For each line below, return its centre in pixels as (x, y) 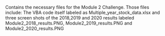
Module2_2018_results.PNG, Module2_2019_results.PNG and (69, 23)
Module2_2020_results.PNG (35, 28)
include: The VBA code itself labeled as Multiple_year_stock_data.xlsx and (83, 12)
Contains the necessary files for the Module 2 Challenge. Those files (77, 7)
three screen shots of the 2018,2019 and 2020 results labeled (70, 18)
